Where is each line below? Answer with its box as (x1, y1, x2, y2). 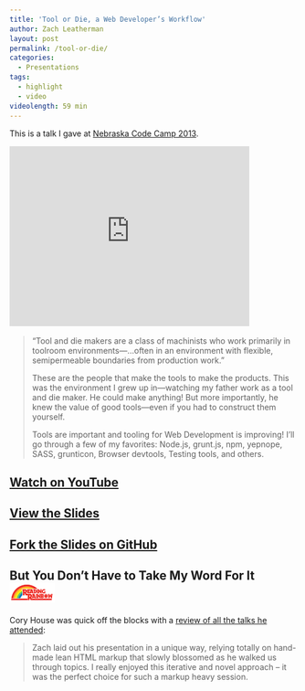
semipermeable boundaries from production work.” (31, 355, 226, 366)
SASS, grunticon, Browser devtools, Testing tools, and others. (31, 448, 265, 459)
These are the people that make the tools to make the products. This (31, 372, 289, 383)
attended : (9, 624, 46, 635)
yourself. (31, 411, 66, 422)
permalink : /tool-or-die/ (9, 44, 108, 53)
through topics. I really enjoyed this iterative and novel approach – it (31, 662, 288, 673)
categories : (9, 53, 55, 63)
